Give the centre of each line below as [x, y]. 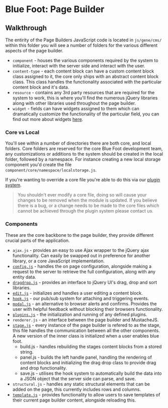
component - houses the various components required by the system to [85, 60]
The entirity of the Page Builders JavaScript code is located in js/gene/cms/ [83, 40]
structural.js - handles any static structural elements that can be [81, 384]
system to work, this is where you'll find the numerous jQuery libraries [85, 98]
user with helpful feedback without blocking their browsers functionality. [88, 309]
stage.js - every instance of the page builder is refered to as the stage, [87, 325]
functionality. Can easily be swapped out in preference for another [81, 255]
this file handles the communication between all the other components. [86, 330]
